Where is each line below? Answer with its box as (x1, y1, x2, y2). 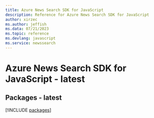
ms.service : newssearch (5, 41, 56, 46)
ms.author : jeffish (5, 21, 47, 27)
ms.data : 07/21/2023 (5, 26, 49, 32)
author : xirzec (5, 17, 38, 22)
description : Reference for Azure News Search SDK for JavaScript (5, 12, 149, 17)
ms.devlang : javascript (5, 36, 56, 41)
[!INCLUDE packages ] (5, 107, 52, 113)
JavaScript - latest (5, 73, 85, 84)
